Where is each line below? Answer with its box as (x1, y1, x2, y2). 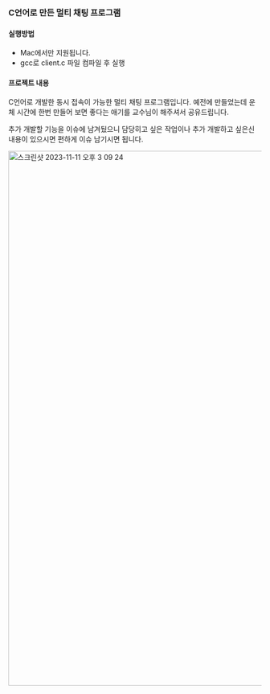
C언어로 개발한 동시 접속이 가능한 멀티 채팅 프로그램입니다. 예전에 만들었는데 (8, 97, 247, 107)
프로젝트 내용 (8, 78, 50, 88)
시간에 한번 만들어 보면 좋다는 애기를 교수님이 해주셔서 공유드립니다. (16, 107, 229, 117)
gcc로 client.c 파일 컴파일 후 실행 (19, 58, 125, 68)
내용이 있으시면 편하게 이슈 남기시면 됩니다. (8, 134, 144, 144)
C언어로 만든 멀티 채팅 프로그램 (8, 6, 121, 18)
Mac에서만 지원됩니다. (19, 48, 91, 58)
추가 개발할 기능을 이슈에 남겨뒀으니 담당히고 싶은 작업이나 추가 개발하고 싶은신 (8, 125, 256, 134)
